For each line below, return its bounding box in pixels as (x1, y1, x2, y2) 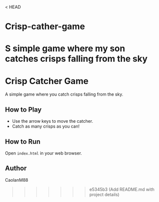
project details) (89, 191, 120, 197)
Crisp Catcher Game (5, 75, 89, 87)
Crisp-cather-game (5, 21, 85, 32)
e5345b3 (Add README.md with (89, 186, 155, 192)
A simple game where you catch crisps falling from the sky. (5, 91, 124, 97)
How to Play (5, 105, 42, 114)
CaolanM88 (5, 177, 28, 183)
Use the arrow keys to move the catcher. (12, 118, 94, 124)
